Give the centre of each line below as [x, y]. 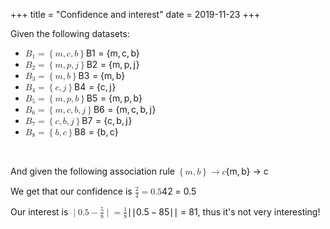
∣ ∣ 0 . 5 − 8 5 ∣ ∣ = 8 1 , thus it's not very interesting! [224, 211]
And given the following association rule [93, 171]
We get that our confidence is [71, 191]
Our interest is [39, 211]
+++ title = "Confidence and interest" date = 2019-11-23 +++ [135, 14]
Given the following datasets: [70, 33]
